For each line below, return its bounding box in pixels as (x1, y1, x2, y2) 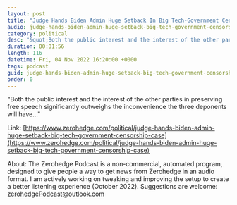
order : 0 (7, 75, 33, 83)
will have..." (7, 110, 41, 118)
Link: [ (7, 124, 26, 132)
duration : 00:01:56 (7, 43, 65, 50)
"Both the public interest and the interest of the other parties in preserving (7, 95, 223, 104)
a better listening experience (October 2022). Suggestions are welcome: (7, 182, 218, 191)
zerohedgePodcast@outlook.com (7, 190, 105, 198)
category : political (7, 30, 68, 37)
